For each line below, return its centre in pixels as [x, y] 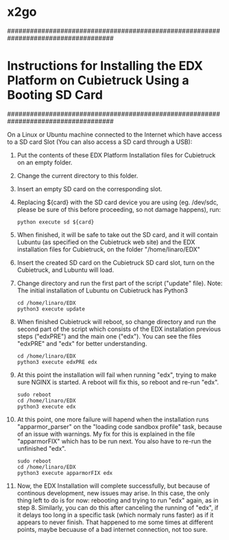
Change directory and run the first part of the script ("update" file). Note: [120, 283]
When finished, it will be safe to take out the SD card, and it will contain [117, 234]
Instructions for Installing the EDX [105, 66]
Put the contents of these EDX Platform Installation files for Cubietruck [116, 155]
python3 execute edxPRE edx [57, 362]
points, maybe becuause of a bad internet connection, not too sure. [112, 529]
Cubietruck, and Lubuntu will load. [65, 270]
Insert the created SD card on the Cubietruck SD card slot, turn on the [116, 262]
